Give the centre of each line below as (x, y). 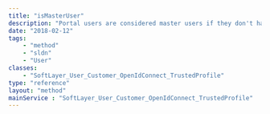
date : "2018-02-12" (41, 31)
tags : (17, 38)
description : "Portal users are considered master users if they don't (131, 23)
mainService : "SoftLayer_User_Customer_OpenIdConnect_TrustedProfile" (131, 98)
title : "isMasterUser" (46, 16)
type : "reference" (39, 83)
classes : (23, 68)
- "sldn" (37, 53)
